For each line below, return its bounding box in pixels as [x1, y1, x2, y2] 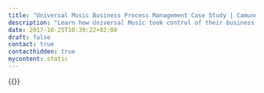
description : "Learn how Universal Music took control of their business [8, 19, 255, 27]
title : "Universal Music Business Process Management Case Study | [8, 11, 234, 20]
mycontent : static [8, 55, 68, 63]
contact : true [8, 41, 55, 48]
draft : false [8, 33, 51, 41]
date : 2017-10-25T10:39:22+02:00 [8, 26, 118, 34]
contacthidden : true [8, 48, 76, 55]
